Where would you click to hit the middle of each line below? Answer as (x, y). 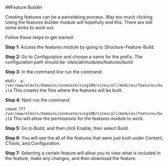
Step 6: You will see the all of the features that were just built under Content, (84, 138)
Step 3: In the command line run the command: (54, 72)
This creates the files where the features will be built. (68, 90)
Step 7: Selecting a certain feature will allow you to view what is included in (83, 153)
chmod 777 (16, 109)
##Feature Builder (24, 7)
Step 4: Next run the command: (38, 100)
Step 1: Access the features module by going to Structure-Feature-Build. (80, 47)
